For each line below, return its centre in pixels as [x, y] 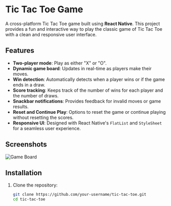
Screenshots [26, 145]
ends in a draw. [29, 85]
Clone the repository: [35, 185]
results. [21, 107]
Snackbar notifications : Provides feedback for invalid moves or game [87, 101]
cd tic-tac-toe [29, 199]
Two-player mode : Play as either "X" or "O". [60, 63]
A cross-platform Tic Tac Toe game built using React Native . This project [83, 24]
